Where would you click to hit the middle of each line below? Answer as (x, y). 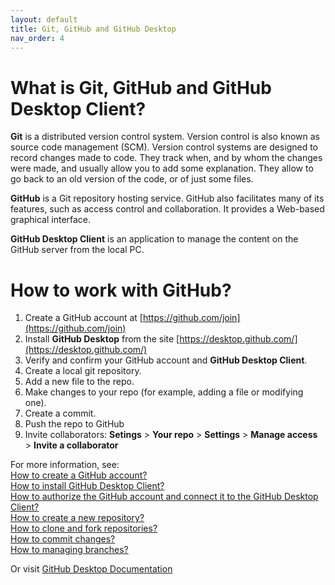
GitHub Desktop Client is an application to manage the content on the (154, 239)
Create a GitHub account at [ (83, 318)
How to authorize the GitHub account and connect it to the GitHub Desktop (164, 497)
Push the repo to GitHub (74, 424)
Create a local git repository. (83, 371)
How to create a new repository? (77, 518)
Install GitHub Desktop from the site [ (102, 339)
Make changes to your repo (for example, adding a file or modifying (164, 392)
